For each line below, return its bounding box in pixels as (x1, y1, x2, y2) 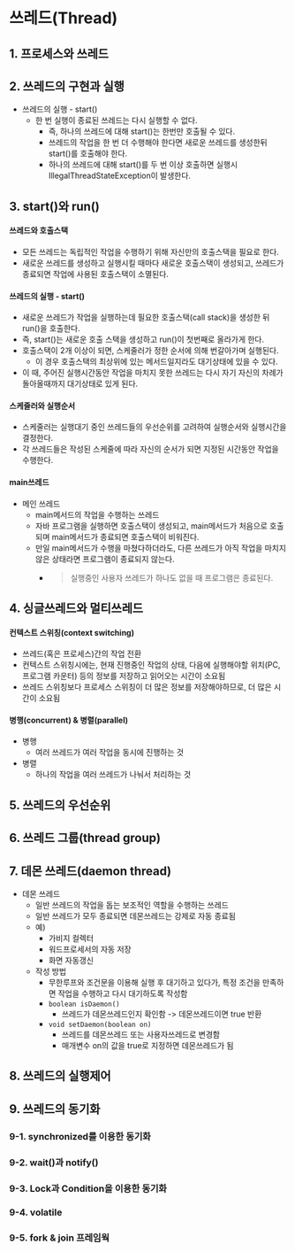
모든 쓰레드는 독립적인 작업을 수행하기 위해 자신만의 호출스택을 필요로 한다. (21, 246, 280, 257)
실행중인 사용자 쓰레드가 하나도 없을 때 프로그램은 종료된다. (70, 572, 274, 583)
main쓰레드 (9, 476, 50, 487)
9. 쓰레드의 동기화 (9, 1101, 101, 1117)
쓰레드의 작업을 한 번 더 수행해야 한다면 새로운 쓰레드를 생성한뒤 (48, 137, 268, 148)
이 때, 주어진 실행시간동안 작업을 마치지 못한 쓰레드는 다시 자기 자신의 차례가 (21, 367, 284, 378)
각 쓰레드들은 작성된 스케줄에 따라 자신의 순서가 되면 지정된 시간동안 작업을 (21, 444, 280, 454)
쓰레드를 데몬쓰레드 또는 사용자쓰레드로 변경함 (61, 1029, 221, 1039)
